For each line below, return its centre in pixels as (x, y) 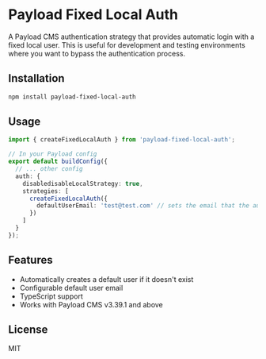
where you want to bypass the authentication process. (97, 53)
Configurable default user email (71, 288)
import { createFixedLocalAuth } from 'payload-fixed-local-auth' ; (122, 140)
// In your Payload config (53, 154)
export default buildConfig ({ (58, 162)
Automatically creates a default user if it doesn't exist (106, 279)
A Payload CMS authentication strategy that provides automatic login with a (131, 37)
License (28, 330)
